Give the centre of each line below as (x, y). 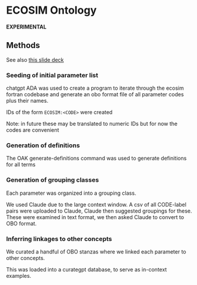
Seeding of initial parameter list (52, 75)
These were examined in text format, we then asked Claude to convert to (95, 217)
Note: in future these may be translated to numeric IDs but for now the (92, 124)
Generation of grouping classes (53, 180)
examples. (19, 275)
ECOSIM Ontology (51, 10)
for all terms (21, 164)
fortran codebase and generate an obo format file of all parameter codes (95, 94)
